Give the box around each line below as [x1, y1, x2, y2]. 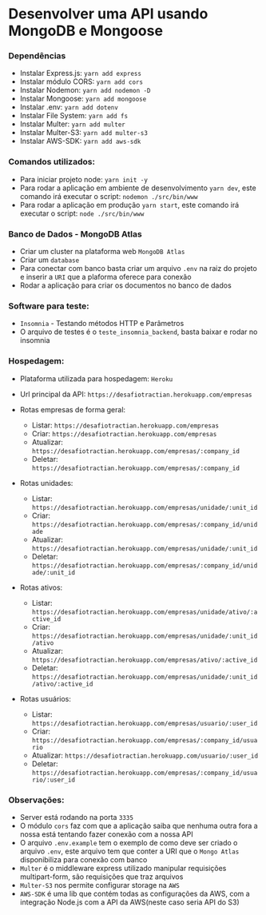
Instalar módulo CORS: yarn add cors [19, 77, 144, 86]
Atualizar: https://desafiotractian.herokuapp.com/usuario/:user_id [31, 750, 258, 760]
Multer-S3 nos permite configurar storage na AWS [19, 880, 180, 889]
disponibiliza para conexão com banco [19, 854, 148, 864]
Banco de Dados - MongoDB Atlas [8, 229, 142, 240]
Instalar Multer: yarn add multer [19, 119, 125, 129]
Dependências [8, 50, 66, 62]
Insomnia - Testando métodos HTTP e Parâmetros [19, 319, 185, 328]
